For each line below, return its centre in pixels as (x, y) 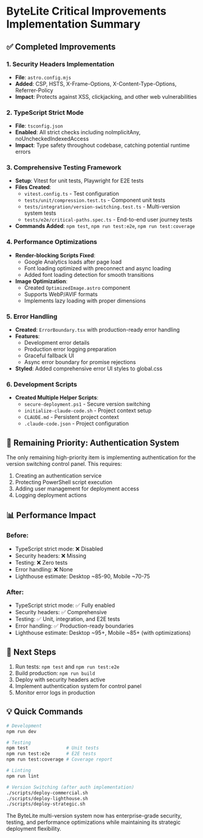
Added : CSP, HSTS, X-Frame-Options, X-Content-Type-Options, (96, 84)
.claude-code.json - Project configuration (76, 424)
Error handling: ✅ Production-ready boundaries (74, 626)
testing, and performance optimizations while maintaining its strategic (94, 822)
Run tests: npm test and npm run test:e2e (67, 667)
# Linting (19, 771)
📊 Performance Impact (51, 515)
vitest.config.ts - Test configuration (72, 194)
